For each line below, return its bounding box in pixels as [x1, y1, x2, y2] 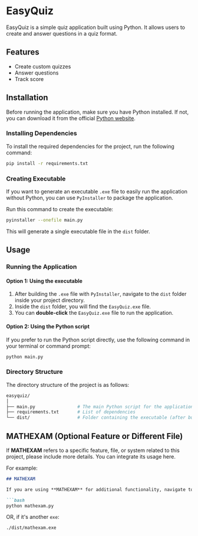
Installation [6, 93, 48, 103]
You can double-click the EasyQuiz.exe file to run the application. [14, 309, 174, 317]
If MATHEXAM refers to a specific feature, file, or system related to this [6, 447, 180, 454]
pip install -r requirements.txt [6, 160, 88, 166]
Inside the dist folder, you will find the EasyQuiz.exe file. [14, 303, 151, 310]
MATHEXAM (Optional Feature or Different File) [6, 431, 183, 441]
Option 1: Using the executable [6, 277, 82, 285]
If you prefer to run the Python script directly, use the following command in [6, 336, 190, 343]
